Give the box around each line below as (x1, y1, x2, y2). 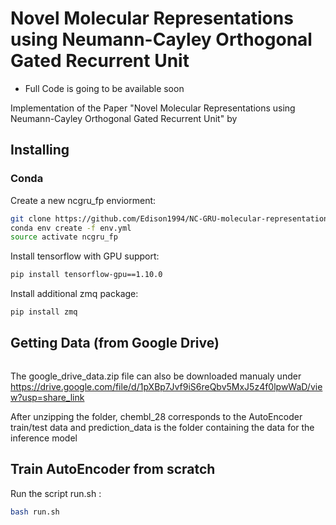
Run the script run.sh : (10, 487, 102, 499)
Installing (10, 142, 70, 159)
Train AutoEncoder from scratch (10, 461, 216, 478)
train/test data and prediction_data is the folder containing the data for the (10, 421, 315, 433)
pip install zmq (10, 307, 78, 317)
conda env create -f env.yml (10, 223, 132, 233)
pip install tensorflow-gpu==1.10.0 (10, 270, 163, 280)
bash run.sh (10, 507, 60, 517)
